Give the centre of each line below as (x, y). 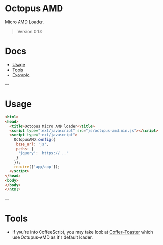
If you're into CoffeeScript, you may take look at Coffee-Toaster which (82, 232)
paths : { (25, 149)
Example (21, 75)
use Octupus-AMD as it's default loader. (52, 237)
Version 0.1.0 (30, 31)
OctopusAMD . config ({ (35, 140)
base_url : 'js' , (32, 144)
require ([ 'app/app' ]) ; (37, 167)
